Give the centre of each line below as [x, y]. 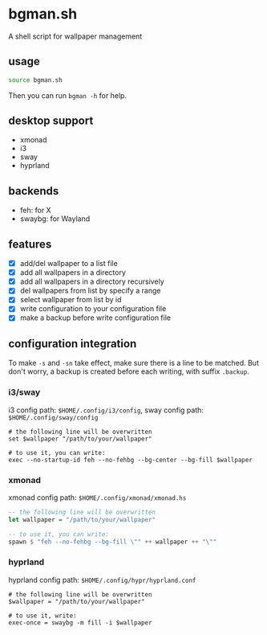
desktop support [51, 121]
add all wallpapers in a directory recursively [92, 281]
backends [34, 191]
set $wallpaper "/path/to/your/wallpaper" [80, 439]
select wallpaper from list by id [71, 300]
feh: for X [35, 211]
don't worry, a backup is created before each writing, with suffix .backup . [129, 371]
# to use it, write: [43, 616]
